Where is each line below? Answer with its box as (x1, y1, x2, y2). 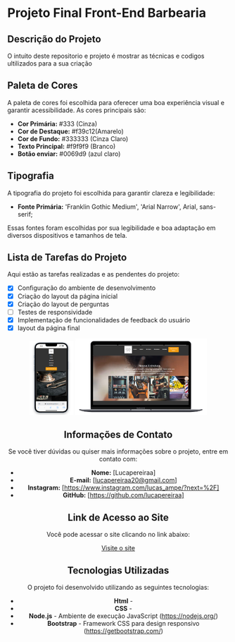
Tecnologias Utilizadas (67, 564, 170, 576)
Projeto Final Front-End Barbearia (7, 5, 206, 21)
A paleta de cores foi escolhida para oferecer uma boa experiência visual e (7, 98, 225, 107)
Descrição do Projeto (7, 33, 101, 45)
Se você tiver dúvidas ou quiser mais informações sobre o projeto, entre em (8, 447, 229, 456)
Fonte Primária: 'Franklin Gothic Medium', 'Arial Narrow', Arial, (17, 202, 198, 211)
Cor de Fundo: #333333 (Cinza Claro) (17, 134, 129, 143)
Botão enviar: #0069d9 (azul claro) (17, 150, 121, 158)
